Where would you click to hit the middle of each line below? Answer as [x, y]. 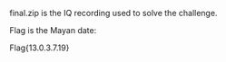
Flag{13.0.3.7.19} [39, 48]
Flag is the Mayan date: [53, 30]
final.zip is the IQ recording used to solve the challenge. [113, 13]
